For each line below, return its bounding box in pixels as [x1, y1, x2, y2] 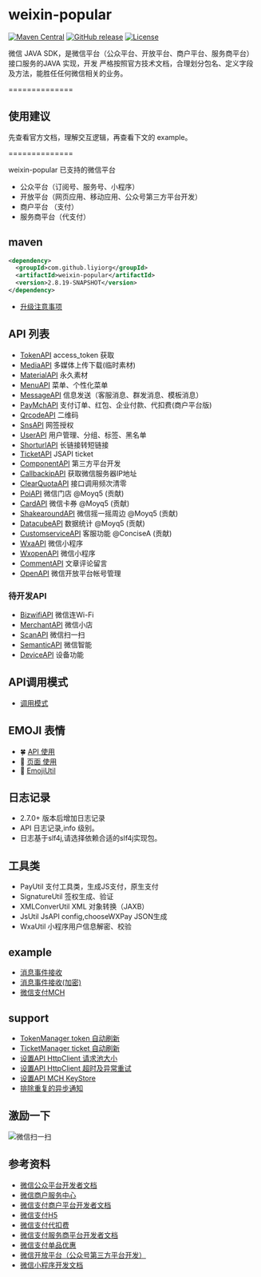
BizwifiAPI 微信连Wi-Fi [19, 610, 94, 620]
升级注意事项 [19, 301, 62, 311]
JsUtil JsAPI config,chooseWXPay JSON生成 [19, 912, 168, 921]
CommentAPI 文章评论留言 [19, 558, 108, 568]
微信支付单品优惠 [19, 1240, 77, 1250]
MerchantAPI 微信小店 [19, 620, 93, 630]
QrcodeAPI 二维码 [19, 410, 79, 420]
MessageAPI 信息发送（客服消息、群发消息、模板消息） [19, 390, 204, 400]
